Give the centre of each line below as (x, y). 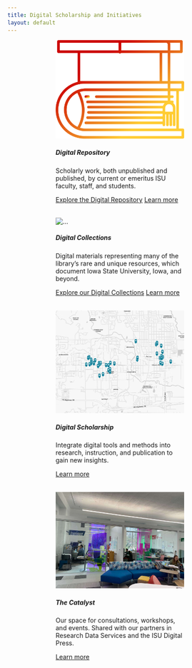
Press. (65, 643)
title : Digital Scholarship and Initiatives (75, 15)
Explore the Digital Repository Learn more (117, 199)
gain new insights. (82, 460)
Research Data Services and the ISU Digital (119, 636)
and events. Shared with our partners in (114, 628)
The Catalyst (76, 602)
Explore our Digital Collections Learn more (118, 292)
